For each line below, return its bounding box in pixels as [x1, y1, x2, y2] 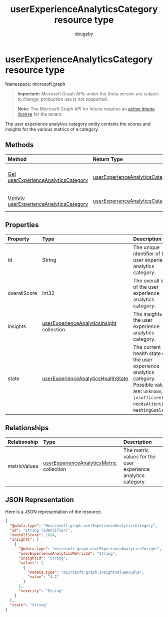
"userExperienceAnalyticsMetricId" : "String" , [18, 551, 117, 556]
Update [7, 194, 25, 201]
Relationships [5, 423, 49, 432]
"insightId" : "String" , [18, 556, 68, 561]
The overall [133, 277, 159, 284]
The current [133, 344, 161, 351]
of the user [133, 284, 159, 291]
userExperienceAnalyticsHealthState [42, 375, 128, 382]
